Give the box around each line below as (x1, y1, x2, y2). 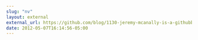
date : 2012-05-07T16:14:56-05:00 (6, 25, 88, 31)
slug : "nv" (6, 8, 33, 15)
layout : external (6, 14, 49, 20)
